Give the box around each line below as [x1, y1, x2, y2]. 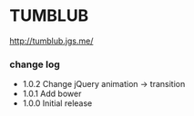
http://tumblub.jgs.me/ [9, 35, 94, 46]
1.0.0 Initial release [22, 98, 93, 109]
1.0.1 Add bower [22, 88, 82, 100]
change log [9, 58, 61, 71]
